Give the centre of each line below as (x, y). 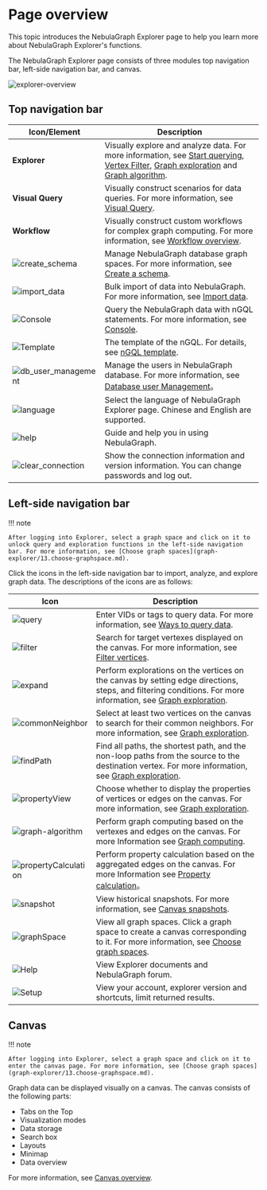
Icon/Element (55, 131)
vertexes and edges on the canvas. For (168, 831)
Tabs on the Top (46, 1112)
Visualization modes (53, 1120)
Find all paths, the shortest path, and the (171, 745)
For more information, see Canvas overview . (80, 1178)
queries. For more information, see (169, 198)
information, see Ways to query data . (164, 624)
